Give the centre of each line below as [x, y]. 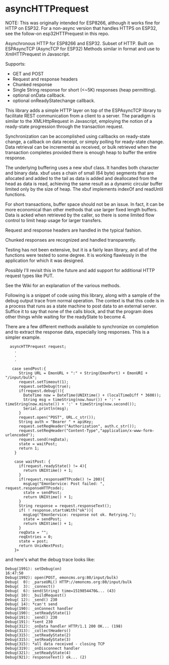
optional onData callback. [39, 95]
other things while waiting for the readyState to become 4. [66, 317]
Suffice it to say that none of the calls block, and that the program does [79, 311]
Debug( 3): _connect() [30, 586]
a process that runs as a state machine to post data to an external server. [81, 306]
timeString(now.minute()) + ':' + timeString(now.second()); [71, 404]
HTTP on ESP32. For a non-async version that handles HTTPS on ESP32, [81, 28]
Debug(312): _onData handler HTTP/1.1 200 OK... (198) [64, 626]
